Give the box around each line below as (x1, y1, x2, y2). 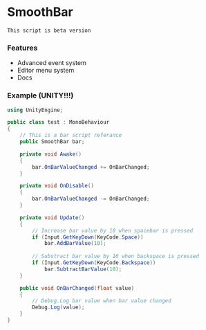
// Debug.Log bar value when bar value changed (32, 297, 171, 304)
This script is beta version (7, 27, 91, 34)
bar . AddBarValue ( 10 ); (44, 240, 107, 247)
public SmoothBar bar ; (19, 138, 85, 145)
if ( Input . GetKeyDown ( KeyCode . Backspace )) (32, 259, 156, 266)
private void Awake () (19, 150, 82, 158)
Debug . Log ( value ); (32, 304, 85, 311)
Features (7, 43, 38, 53)
